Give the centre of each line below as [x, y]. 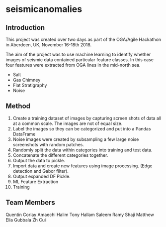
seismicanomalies [44, 9]
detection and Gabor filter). [41, 171]
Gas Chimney [27, 80]
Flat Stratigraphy [30, 85]
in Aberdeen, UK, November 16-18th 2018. [49, 45]
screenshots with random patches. [48, 144]
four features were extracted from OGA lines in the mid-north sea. [73, 65]
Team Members [30, 203]
